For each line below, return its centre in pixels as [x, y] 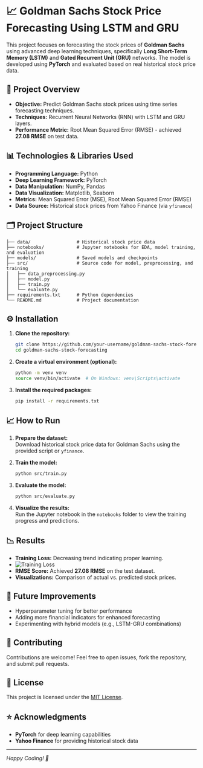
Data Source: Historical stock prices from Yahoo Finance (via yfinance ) [104, 205]
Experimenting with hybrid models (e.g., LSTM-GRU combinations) [98, 624]
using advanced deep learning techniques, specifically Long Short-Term [97, 51]
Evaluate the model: [40, 485]
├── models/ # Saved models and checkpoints [82, 258]
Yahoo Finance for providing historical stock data [76, 741]
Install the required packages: [53, 390]
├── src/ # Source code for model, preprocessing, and [100, 263]
